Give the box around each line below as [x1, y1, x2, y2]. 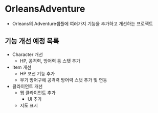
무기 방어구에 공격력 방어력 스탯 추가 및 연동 [19, 77, 107, 83]
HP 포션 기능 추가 [19, 70, 55, 76]
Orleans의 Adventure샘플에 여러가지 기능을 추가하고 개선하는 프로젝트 [12, 20, 153, 26]
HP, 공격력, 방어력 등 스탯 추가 [19, 58, 80, 64]
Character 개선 [12, 51, 43, 58]
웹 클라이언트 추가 [19, 90, 56, 96]
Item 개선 [12, 64, 32, 70]
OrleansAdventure [5, 3, 85, 15]
